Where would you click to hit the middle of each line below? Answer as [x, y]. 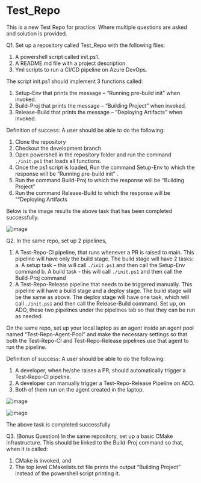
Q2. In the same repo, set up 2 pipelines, [57, 241]
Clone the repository [40, 141]
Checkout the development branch [58, 148]
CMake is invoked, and [43, 460]
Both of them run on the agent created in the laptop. [79, 389]
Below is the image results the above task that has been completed [89, 211]
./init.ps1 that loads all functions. [58, 161]
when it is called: [27, 449]
